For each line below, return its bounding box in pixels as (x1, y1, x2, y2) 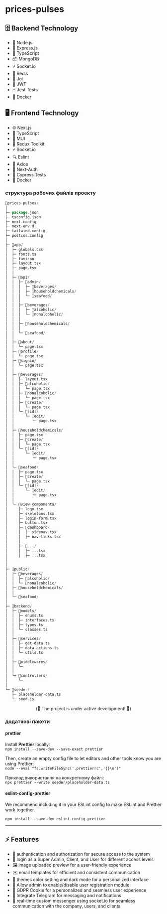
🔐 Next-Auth (12, 166, 38, 172)
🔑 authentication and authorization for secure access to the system (12, 851, 150, 857)
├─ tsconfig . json (5, 214, 41, 220)
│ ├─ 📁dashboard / (5, 525, 50, 530)
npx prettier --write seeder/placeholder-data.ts (5, 780, 110, 785)
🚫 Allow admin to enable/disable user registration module (12, 882, 130, 888)
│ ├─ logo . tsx (5, 506, 43, 511)
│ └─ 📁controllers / (5, 673, 48, 678)
